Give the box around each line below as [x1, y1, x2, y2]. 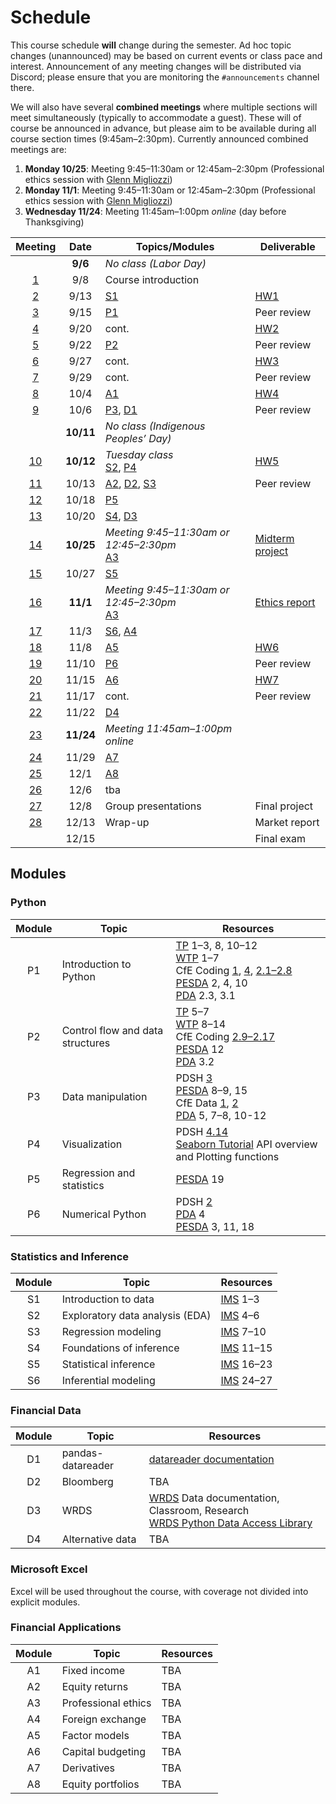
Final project [254, 799, 314, 813]
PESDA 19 [175, 1172, 225, 1186]
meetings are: [10, 143, 67, 155]
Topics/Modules [135, 239, 215, 253]
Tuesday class [104, 447, 174, 461]
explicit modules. [10, 1596, 81, 1608]
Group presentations [104, 799, 202, 813]
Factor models [61, 1728, 130, 1742]
